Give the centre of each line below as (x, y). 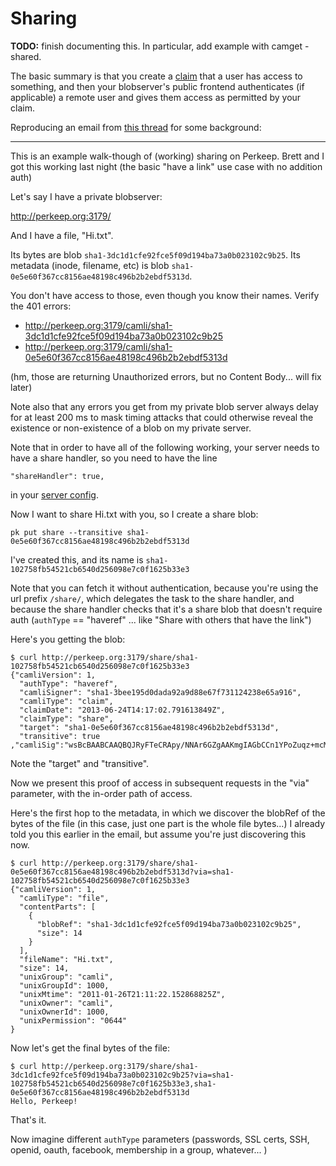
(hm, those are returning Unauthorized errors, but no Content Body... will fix (166, 376)
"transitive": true (60, 736)
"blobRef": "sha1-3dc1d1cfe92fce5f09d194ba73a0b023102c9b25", (169, 924)
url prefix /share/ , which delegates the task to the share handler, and (152, 598)
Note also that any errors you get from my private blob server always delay (164, 406)
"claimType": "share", (66, 718)
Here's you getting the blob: (68, 639)
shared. (26, 56)
